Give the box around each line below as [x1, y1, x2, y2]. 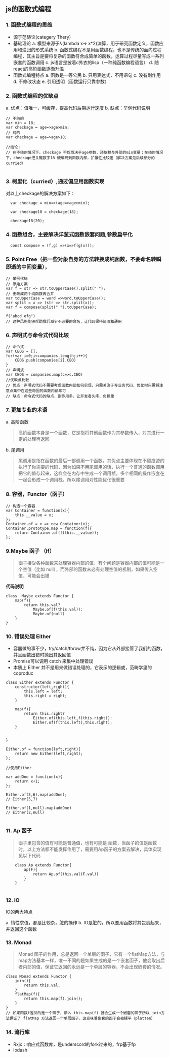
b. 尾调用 [6, 447, 25, 453]
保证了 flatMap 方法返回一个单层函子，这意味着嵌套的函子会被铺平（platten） [9, 1016, 155, 1021]
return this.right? [24, 711, 65, 716]
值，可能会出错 [18, 572, 50, 579]
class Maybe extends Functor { [6, 594, 74, 599]
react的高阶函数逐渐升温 [13, 66, 64, 72]
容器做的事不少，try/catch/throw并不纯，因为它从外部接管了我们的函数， [13, 645, 165, 652]
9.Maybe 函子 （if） [6, 547, 55, 554]
